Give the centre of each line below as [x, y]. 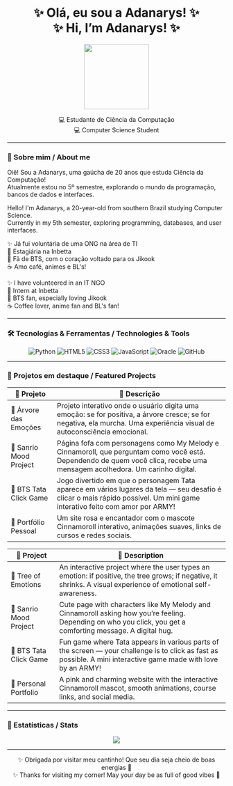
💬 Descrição [140, 393]
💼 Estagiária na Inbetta [39, 251]
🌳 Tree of [26, 576]
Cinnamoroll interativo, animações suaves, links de [139, 526]
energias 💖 [116, 768]
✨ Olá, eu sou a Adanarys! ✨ [116, 13]
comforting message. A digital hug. [116, 630]
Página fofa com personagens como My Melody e [138, 443]
